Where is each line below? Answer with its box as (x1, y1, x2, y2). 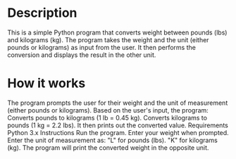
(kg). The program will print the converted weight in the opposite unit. (7, 143, 209, 152)
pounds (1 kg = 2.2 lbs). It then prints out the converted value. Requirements (7, 121, 229, 129)
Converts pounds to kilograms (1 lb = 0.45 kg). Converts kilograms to (7, 113, 208, 122)
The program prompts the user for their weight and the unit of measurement (7, 98, 228, 107)
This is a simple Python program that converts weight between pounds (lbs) (7, 28, 228, 37)
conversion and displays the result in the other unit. (7, 51, 156, 59)
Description (7, 5, 77, 21)
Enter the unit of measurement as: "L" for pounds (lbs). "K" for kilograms (7, 136, 218, 144)
